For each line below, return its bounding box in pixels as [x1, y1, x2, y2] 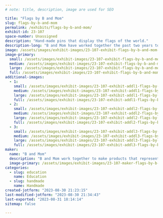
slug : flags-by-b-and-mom [5, 20, 57, 25]
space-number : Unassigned [5, 34, 57, 39]
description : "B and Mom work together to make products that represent [9, 156, 160, 161]
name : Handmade [14, 183, 45, 188]
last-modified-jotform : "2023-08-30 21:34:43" [5, 192, 101, 197]
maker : [5, 147, 18, 152]
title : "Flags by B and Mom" [5, 16, 64, 21]
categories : [5, 165, 29, 170]
